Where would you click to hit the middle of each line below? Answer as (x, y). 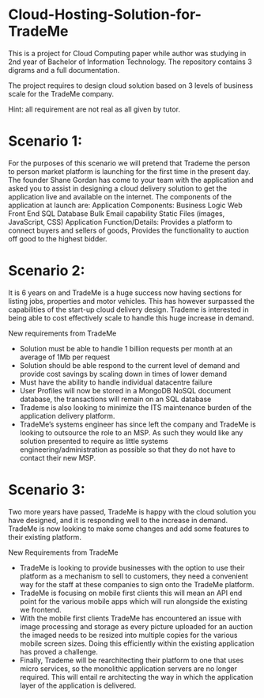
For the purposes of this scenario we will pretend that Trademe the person (129, 163)
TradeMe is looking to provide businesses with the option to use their (132, 567)
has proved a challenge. (59, 651)
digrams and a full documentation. (64, 70)
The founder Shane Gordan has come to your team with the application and (131, 180)
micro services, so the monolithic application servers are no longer (128, 668)
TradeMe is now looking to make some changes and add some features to (129, 529)
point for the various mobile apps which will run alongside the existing (133, 601)
